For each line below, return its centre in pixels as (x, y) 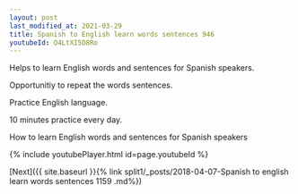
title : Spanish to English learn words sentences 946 (112, 34)
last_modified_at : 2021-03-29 (66, 26)
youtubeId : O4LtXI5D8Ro (54, 42)
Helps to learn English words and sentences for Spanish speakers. (132, 68)
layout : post (34, 17)
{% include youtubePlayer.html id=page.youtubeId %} (109, 155)
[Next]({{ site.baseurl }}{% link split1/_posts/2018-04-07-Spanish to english (149, 172)
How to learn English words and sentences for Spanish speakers (129, 137)
